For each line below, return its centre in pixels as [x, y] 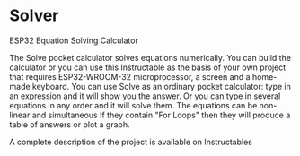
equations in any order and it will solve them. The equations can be [133, 105]
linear [20, 115]
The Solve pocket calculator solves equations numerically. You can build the [150, 57]
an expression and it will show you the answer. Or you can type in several [145, 96]
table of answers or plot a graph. [70, 124]
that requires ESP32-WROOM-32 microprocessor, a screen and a [130, 76]
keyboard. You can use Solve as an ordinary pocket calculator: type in [162, 86]
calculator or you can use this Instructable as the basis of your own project [148, 67]
